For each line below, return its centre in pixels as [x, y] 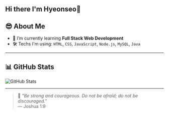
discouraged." [32, 101]
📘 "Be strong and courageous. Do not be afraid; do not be [78, 96]
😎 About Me [25, 26]
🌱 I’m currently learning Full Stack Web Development [68, 38]
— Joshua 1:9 [32, 106]
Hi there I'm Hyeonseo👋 [43, 9]
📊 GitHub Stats [30, 67]
